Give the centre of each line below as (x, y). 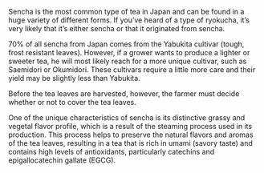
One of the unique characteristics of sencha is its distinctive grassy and (127, 118)
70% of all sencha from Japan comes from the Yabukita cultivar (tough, (126, 44)
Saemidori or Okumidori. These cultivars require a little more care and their (132, 70)
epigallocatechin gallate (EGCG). (62, 160)
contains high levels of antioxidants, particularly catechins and (112, 152)
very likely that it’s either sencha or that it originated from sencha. (117, 28)
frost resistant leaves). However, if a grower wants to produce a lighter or (129, 52)
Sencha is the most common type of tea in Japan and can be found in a (126, 12)
